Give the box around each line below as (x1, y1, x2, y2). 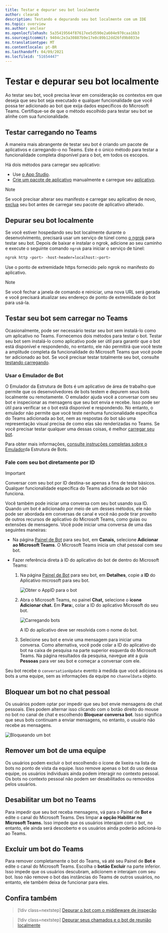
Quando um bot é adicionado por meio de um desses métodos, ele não (5, 506, 151, 512)
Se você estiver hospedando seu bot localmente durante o (5, 229, 126, 235)
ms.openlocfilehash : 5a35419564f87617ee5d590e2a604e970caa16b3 (5, 31, 140, 36)
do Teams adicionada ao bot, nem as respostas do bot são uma (5, 415, 136, 421)
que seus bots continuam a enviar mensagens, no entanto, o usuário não (5, 717, 155, 723)
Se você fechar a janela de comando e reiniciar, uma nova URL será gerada (5, 289, 160, 295)
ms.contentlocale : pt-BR (5, 45, 57, 50)
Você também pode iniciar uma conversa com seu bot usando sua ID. (5, 500, 148, 507)
